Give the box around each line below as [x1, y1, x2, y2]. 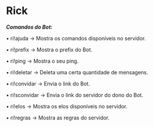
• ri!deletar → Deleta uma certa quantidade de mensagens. [6, 68, 148, 75]
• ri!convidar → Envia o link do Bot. [6, 80, 90, 87]
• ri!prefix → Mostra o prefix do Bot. [6, 46, 93, 53]
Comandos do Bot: [6, 23, 53, 30]
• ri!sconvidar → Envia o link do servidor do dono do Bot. [6, 91, 143, 98]
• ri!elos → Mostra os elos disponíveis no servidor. [6, 102, 128, 109]
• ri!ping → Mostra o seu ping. [6, 57, 79, 64]
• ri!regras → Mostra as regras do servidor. [6, 114, 110, 121]
